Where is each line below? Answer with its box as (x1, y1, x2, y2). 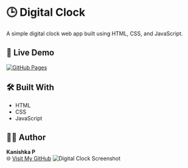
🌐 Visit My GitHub (6, 155, 52, 163)
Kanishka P (6, 148, 35, 156)
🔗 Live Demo (6, 48, 55, 58)
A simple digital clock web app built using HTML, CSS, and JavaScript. (6, 29, 183, 37)
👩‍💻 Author (6, 132, 46, 142)
